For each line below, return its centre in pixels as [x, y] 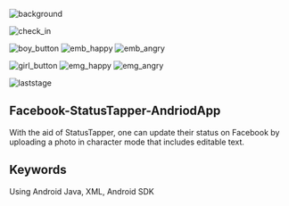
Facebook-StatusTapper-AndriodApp [115, 111]
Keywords [38, 170]
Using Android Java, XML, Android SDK [82, 191]
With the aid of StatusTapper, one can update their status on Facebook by [144, 132]
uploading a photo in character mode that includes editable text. [127, 142]
